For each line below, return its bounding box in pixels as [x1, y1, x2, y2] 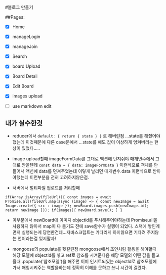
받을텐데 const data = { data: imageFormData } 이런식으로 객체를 [21, 162, 153, 168]
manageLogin [12, 34, 41, 40]
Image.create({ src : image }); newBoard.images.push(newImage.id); [5, 203, 149, 209]
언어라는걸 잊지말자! [17, 235, 56, 241]
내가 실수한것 [5, 119, 43, 127]
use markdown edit [12, 103, 52, 109]
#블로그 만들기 [5, 4, 34, 10]
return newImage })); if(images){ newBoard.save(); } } [5, 208, 123, 213]
